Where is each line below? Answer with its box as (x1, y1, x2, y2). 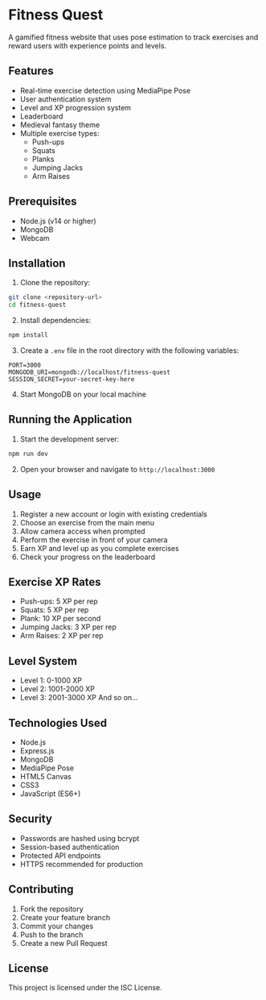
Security (8, 812, 52, 826)
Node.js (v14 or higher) (19, 216, 96, 226)
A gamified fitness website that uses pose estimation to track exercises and (8, 32, 259, 42)
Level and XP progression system (19, 102, 131, 112)
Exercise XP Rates (8, 575, 102, 589)
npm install (8, 331, 48, 339)
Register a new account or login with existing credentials (19, 509, 207, 519)
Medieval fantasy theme (19, 119, 100, 130)
